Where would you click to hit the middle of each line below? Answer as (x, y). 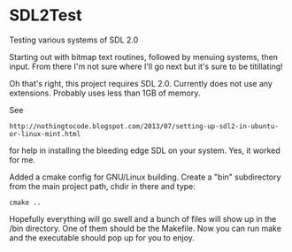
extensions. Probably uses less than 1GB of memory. (105, 93)
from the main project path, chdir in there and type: (103, 186)
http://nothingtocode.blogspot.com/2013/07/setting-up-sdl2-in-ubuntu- (144, 126)
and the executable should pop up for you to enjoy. (102, 237)
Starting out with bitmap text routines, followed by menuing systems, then (144, 57)
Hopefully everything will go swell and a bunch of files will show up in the (143, 218)
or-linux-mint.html (45, 134)
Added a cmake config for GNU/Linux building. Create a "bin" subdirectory (145, 177)
